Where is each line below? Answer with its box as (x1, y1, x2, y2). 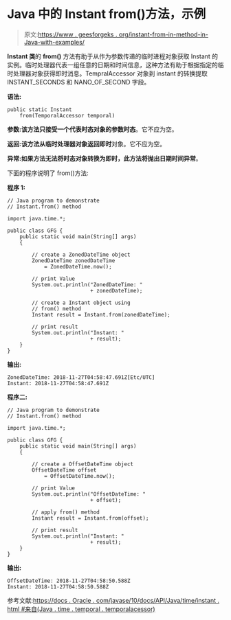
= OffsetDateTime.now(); (43, 472, 115, 479)
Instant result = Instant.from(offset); (32, 514, 149, 522)
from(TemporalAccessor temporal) (19, 112, 115, 119)
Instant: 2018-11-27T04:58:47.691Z (7, 380, 109, 387)
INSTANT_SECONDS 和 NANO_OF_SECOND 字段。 (7, 78, 151, 86)
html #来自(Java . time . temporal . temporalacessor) (7, 605, 156, 613)
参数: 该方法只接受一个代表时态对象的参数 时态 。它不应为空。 (7, 125, 178, 133)
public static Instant (7, 106, 72, 113)
